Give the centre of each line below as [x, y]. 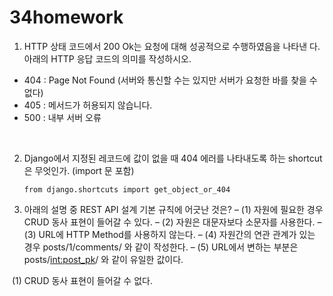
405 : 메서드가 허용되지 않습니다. [88, 105]
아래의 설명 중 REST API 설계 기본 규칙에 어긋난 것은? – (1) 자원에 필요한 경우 [173, 209]
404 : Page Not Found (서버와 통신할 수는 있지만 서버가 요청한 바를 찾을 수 [170, 80]
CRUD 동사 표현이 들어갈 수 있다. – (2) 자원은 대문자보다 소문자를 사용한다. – [172, 222]
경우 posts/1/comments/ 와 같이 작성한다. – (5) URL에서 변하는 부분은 [161, 247]
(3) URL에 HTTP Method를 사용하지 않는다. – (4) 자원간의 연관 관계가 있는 [169, 234]
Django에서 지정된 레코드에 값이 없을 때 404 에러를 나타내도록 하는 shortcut [173, 158]
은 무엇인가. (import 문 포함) [79, 170]
